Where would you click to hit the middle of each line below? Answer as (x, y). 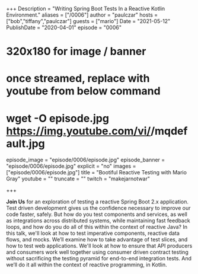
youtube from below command (84, 91)
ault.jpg (26, 143)
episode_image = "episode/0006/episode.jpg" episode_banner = (86, 160)
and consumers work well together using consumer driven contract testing (97, 252)
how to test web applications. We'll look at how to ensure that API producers (99, 246)
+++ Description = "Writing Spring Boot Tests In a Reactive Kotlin (86, 9)
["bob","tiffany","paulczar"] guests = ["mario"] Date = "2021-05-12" (88, 21)
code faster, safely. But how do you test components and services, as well (97, 214)
